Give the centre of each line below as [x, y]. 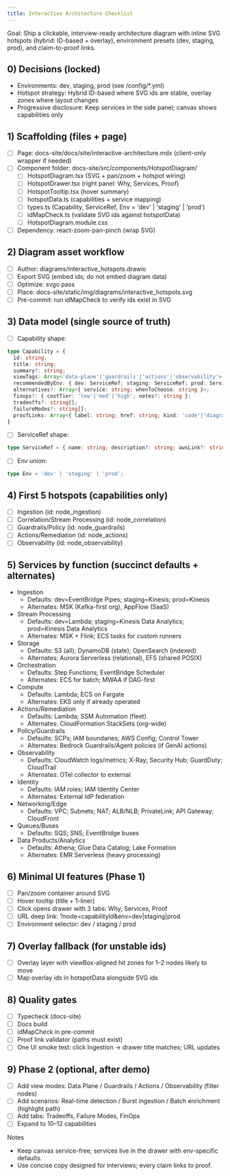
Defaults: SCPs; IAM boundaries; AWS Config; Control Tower [113, 738]
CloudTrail [42, 767]
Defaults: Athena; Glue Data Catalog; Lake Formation [102, 848]
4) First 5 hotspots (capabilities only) [88, 495]
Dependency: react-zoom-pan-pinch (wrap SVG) [86, 230]
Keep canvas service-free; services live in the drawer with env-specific [117, 1151]
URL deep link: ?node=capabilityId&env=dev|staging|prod [99, 916]
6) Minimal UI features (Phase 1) [76, 877]
